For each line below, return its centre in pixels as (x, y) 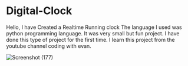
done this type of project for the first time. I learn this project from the (90, 39)
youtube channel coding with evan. (49, 46)
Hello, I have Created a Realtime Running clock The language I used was (94, 27)
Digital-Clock (39, 11)
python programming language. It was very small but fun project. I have (93, 33)
